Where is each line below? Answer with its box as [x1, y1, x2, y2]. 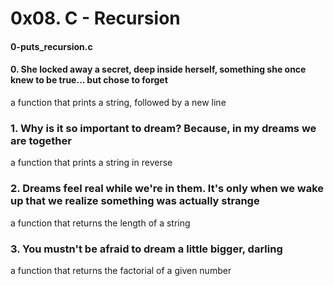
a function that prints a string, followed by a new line [10, 96, 227, 108]
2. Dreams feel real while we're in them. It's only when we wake [10, 182, 325, 196]
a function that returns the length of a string [10, 217, 191, 229]
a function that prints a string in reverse [10, 157, 173, 169]
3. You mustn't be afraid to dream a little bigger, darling [10, 242, 283, 256]
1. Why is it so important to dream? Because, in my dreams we [10, 121, 317, 135]
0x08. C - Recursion [10, 7, 181, 30]
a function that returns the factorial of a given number [10, 264, 232, 276]
